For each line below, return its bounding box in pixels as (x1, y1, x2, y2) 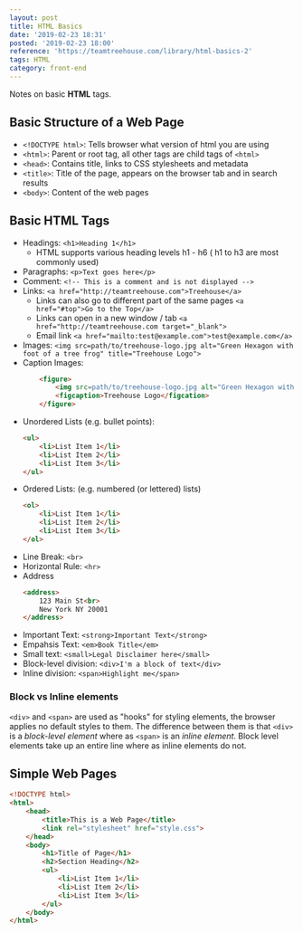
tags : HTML (9, 55, 51, 64)
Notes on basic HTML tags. (9, 88, 111, 100)
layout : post (9, 13, 59, 23)
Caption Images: (22, 357, 84, 367)
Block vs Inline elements (9, 690, 119, 703)
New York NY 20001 (39, 605, 109, 614)
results (22, 177, 49, 188)
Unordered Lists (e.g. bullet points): (22, 416, 156, 426)
